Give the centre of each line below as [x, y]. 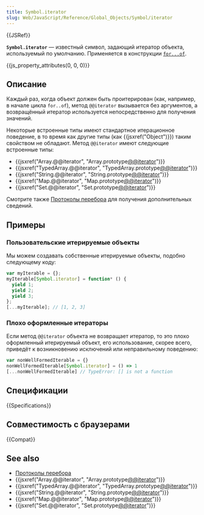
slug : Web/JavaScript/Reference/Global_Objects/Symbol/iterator [90, 18]
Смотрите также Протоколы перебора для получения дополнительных [99, 200]
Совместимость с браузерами [68, 425]
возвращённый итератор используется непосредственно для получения [101, 112]
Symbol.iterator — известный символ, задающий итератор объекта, [95, 47]
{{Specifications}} [29, 405]
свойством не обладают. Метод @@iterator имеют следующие [88, 143]
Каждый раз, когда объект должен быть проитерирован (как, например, [101, 99]
